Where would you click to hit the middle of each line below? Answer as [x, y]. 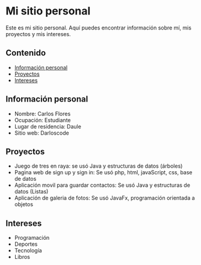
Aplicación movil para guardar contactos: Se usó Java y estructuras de [102, 185]
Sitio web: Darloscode [42, 133]
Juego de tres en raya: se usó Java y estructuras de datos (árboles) [98, 166]
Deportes [26, 244]
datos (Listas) [31, 192]
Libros [22, 257]
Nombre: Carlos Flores [42, 114]
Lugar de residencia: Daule [48, 126]
